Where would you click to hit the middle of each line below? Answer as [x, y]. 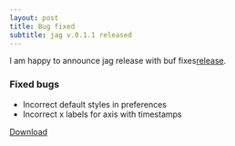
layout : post [34, 18]
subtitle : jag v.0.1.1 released [71, 35]
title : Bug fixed [42, 26]
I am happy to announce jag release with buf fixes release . [118, 61]
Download [29, 131]
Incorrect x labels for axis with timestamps [102, 114]
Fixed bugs [35, 85]
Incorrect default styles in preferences [94, 104]
